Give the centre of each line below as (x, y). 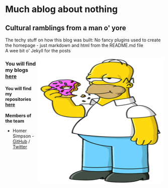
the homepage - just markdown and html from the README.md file (74, 45)
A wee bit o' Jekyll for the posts (38, 51)
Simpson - (23, 136)
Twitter (20, 147)
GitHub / (21, 142)
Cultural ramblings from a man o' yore (66, 28)
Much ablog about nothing (62, 9)
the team (15, 121)
